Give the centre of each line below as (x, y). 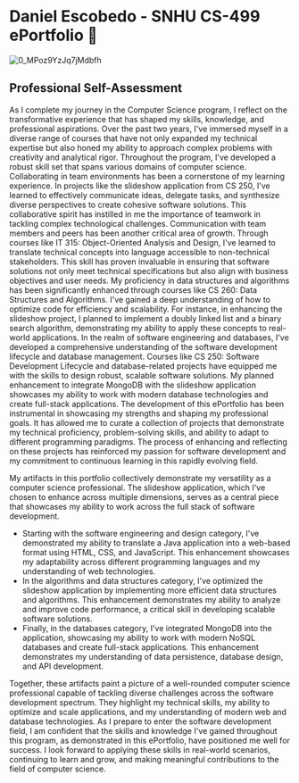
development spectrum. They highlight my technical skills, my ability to (140, 702)
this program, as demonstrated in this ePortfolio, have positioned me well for (149, 740)
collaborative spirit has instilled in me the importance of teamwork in (135, 214)
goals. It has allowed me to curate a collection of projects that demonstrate (147, 422)
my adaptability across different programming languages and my (141, 562)
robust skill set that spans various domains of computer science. (128, 166)
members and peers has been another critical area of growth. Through (139, 233)
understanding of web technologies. (89, 571)
